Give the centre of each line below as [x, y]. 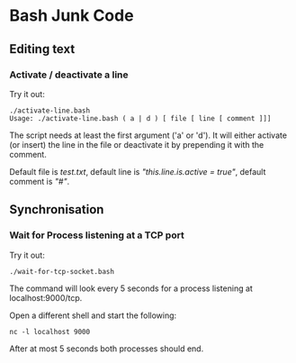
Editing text [42, 49]
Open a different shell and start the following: [93, 315]
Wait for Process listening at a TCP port [97, 235]
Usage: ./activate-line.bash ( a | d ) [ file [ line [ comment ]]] [140, 118]
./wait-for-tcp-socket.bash [62, 271]
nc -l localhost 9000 [50, 331]
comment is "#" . [40, 181]
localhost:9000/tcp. [46, 297]
